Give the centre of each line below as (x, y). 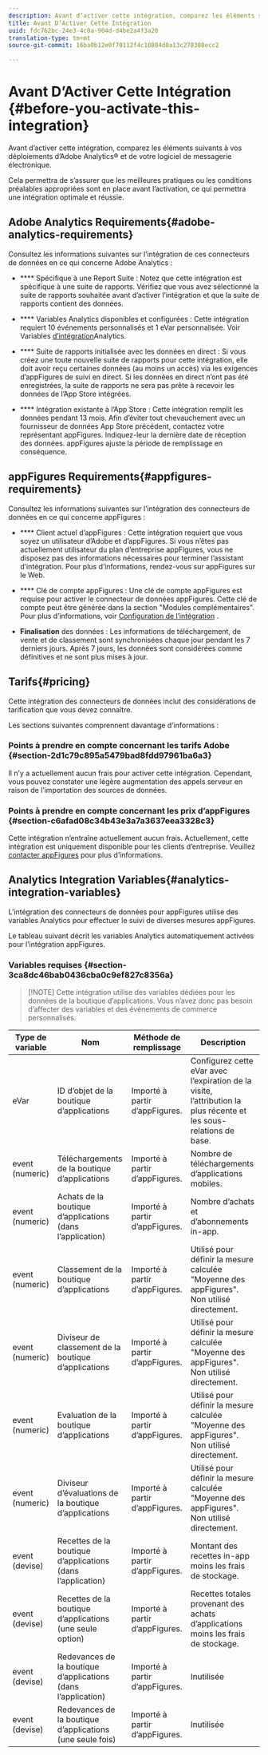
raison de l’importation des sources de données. (88, 790)
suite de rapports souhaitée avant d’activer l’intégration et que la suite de (140, 295)
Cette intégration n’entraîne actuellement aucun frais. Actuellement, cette (128, 838)
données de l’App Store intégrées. (75, 394)
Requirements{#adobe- (155, 222)
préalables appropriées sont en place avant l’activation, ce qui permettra (127, 189)
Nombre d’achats (223, 1202)
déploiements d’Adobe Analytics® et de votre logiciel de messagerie (120, 156)
